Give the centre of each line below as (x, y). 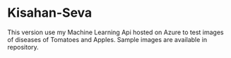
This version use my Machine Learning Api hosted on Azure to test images (115, 32)
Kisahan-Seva (50, 13)
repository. (23, 47)
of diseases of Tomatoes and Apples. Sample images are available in (107, 39)
